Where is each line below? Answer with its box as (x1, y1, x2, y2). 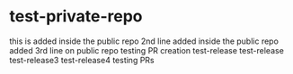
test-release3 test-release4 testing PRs (9, 54, 155, 65)
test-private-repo (9, 6, 143, 27)
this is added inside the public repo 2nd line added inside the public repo (9, 36, 279, 46)
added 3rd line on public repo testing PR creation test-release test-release (9, 45, 285, 55)
